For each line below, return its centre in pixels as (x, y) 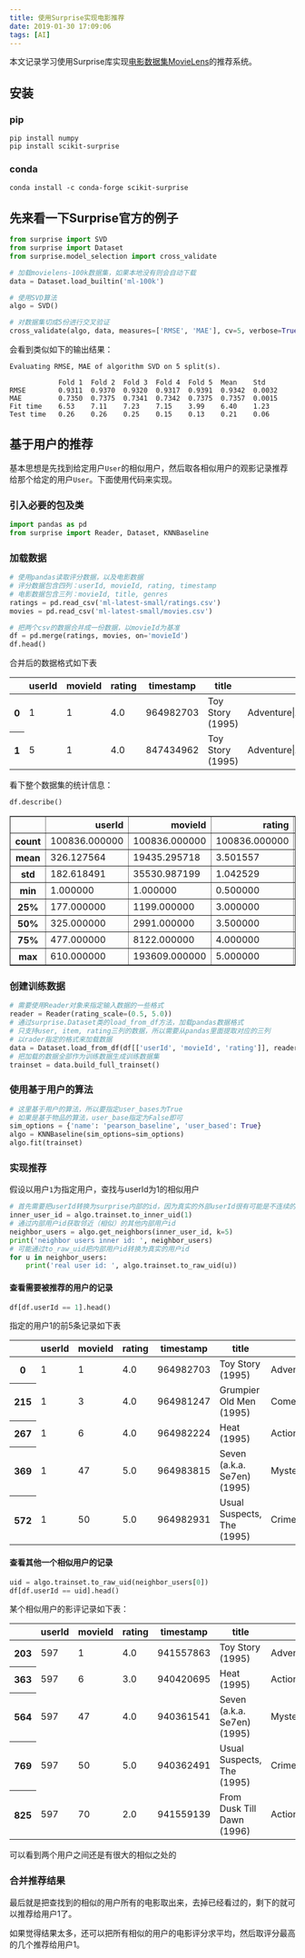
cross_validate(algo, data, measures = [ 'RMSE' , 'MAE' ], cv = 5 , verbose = (146, 331)
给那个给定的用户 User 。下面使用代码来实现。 (93, 479)
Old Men (237, 1402)
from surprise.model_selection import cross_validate (113, 256)
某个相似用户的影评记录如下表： (69, 1609)
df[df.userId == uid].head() (64, 1591)
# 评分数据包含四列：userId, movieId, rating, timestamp (113, 586)
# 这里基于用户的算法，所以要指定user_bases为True (96, 1109)
